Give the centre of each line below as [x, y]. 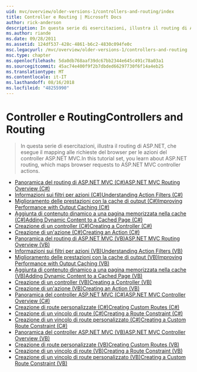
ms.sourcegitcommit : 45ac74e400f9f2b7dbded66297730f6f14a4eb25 [85, 66]
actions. [30, 170]
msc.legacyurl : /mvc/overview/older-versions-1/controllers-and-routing [97, 50]
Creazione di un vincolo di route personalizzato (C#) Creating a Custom [100, 319]
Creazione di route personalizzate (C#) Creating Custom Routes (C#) [97, 307]
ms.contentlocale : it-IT [36, 77]
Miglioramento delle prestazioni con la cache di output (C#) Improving [98, 201]
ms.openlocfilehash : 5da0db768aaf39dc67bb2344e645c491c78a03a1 [85, 61]
